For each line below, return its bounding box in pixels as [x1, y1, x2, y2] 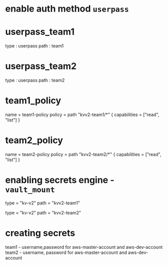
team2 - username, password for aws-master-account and [5, 249, 127, 255]
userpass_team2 [5, 61, 77, 72]
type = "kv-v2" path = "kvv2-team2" [5, 209, 81, 216]
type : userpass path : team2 [5, 77, 65, 83]
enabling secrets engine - [5, 175, 115, 186]
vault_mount [5, 185, 55, 195]
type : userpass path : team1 [5, 43, 64, 49]
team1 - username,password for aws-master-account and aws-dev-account [5, 244, 163, 250]
